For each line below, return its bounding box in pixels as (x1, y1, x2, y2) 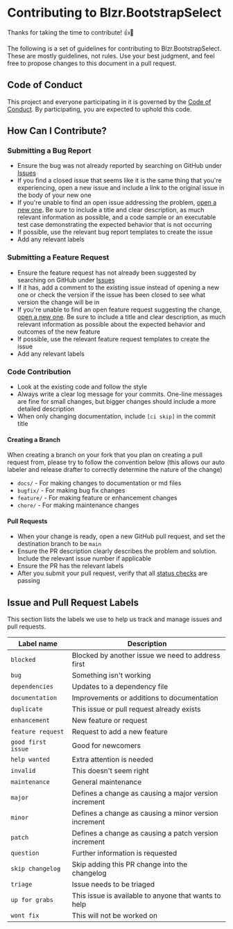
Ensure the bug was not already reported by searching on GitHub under (17, 162, 223, 170)
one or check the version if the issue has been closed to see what (17, 290, 206, 299)
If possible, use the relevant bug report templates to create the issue (17, 228, 213, 237)
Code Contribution (7, 366, 71, 376)
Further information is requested (71, 849, 178, 858)
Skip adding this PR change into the (71, 860, 188, 869)
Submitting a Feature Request (7, 253, 110, 262)
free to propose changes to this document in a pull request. (7, 59, 177, 67)
